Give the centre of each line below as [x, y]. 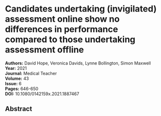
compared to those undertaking [70, 40]
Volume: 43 [17, 78]
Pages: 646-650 [22, 89]
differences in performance [62, 29]
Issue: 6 [13, 83]
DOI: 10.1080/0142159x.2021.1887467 [42, 94]
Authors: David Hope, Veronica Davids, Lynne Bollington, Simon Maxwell [78, 63]
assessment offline [44, 50]
